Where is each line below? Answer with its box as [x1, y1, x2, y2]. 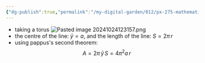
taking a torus [14, 26, 50, 33]
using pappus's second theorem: [14, 39, 99, 46]
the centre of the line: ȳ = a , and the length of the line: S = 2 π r [14, 32, 173, 40]
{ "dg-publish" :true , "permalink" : [6, 9, 91, 15]
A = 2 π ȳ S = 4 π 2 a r [82, 48, 132, 57]
